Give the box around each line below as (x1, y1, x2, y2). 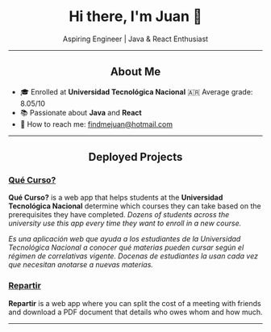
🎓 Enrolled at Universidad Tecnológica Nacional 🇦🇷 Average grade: (19, 86, 253, 96)
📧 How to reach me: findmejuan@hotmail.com (19, 119, 173, 128)
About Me (110, 65, 161, 79)
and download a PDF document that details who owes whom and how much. (8, 307, 264, 317)
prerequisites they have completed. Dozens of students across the (8, 210, 230, 220)
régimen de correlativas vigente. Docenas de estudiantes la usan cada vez (8, 251, 258, 261)
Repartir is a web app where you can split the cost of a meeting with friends (8, 298, 261, 308)
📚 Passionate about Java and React (19, 107, 143, 117)
